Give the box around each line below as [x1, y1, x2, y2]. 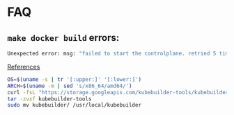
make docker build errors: [7, 32, 120, 44]
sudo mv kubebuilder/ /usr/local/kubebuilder [7, 102, 141, 109]
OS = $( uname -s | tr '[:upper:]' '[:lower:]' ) [7, 76, 141, 83]
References [7, 62, 40, 71]
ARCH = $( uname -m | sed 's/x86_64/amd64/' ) [7, 82, 132, 89]
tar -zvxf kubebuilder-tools [7, 95, 92, 103]
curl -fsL [7, 89, 36, 96]
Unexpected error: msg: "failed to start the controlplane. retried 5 [7, 50, 217, 57]
